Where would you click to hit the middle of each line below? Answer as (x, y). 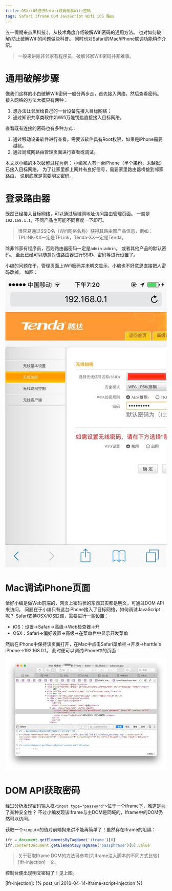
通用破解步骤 (33, 78)
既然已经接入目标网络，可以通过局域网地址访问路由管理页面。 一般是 (78, 214)
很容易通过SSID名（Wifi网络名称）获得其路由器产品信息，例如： (85, 231)
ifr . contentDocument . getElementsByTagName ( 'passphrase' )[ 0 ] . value (78, 845)
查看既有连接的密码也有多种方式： (41, 128)
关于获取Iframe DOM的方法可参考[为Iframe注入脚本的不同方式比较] (89, 856)
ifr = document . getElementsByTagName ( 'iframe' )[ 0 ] (60, 840)
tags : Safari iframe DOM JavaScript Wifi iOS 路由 (60, 16)
